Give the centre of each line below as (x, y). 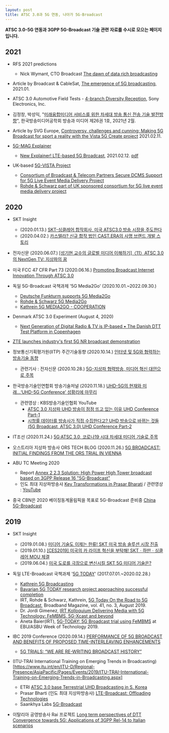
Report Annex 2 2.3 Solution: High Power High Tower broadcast (86, 473)
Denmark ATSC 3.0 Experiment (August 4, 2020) (63, 317)
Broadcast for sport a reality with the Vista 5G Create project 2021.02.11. (87, 136)
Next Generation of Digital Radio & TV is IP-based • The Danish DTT (90, 326)
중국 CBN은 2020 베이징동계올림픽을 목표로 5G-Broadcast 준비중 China (84, 500)
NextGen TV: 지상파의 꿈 (43, 259)
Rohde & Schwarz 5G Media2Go (53, 302)
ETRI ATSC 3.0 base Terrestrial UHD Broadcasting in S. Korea (83, 687)
